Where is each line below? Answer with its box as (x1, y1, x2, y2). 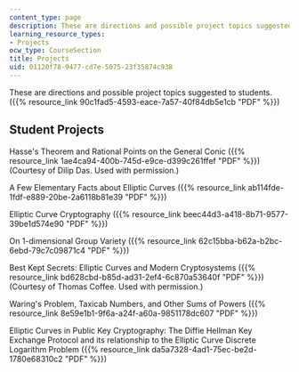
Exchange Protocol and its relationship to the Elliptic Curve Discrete (9, 335, 256, 345)
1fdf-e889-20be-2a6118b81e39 (9, 191, 124, 202)
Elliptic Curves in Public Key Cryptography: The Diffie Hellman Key (9, 325, 253, 336)
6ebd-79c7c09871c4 (9, 245, 86, 255)
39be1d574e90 (9, 218, 64, 229)
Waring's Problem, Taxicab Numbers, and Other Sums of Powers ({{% (9, 298, 266, 309)
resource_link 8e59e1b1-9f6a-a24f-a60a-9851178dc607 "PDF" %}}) (9, 308, 258, 319)
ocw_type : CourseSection (9, 46, 101, 55)
